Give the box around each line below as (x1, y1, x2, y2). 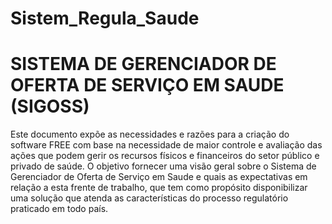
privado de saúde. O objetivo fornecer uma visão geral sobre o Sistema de (10, 160, 317, 172)
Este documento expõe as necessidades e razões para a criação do (10, 128, 290, 141)
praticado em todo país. (10, 203, 109, 215)
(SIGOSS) (10, 95, 90, 118)
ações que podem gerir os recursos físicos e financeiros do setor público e (10, 150, 320, 162)
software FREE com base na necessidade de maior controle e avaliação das (10, 139, 323, 151)
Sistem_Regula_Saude (10, 7, 200, 30)
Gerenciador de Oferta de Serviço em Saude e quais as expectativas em (10, 171, 308, 183)
